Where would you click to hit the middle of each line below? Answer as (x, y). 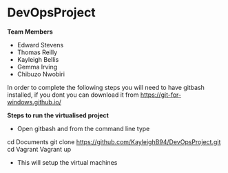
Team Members (30, 32)
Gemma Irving (37, 67)
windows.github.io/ (34, 102)
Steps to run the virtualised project (58, 115)
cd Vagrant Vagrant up (39, 149)
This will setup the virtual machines (67, 162)
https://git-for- (160, 95)
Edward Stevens (40, 45)
